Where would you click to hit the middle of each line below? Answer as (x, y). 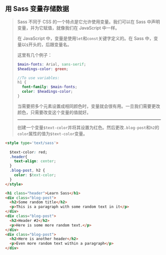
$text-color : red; (29, 152)
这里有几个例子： (35, 55)
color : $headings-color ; (47, 92)
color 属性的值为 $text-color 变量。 (52, 133)
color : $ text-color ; (35, 175)
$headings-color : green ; (43, 69)
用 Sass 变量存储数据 (37, 9)
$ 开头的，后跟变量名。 (49, 44)
